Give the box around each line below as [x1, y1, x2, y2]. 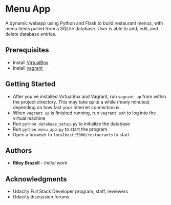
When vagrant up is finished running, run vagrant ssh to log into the [12, 110, 156, 116]
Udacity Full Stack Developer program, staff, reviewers [12, 188, 129, 195]
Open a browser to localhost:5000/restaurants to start [12, 131, 130, 137]
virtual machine [12, 115, 46, 121]
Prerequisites [5, 46, 49, 54]
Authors [5, 146, 32, 155]
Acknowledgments [5, 175, 68, 183]
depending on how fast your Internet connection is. [12, 104, 121, 110]
